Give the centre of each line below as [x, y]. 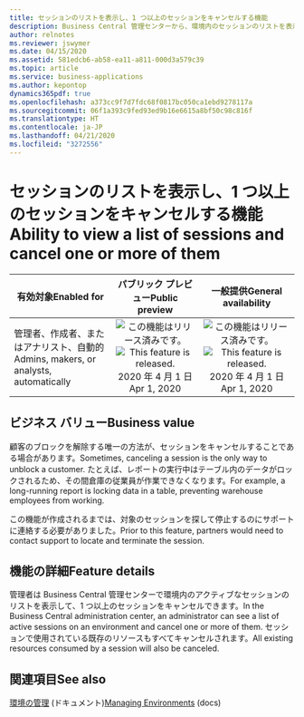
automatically [43, 382]
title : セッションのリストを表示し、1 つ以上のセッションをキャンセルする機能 [139, 18]
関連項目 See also [58, 679]
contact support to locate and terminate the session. [107, 540]
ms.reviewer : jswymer [50, 43]
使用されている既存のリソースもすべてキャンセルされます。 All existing [163, 638]
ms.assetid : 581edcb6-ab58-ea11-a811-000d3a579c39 [107, 60]
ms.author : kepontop [48, 85]
